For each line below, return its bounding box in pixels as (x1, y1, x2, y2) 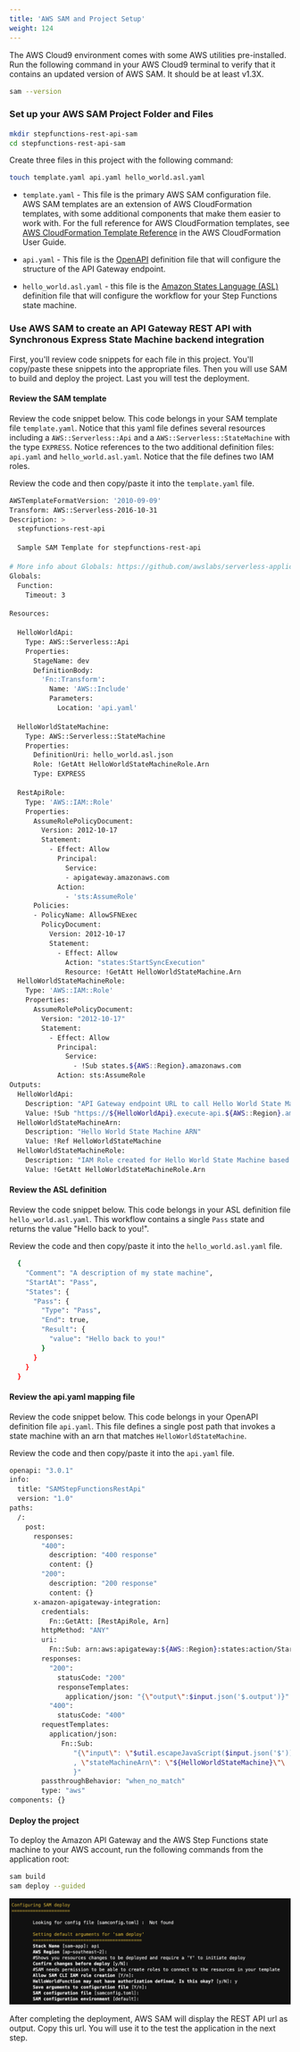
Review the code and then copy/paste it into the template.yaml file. (9, 478, 254, 489)
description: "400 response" (48, 1551, 158, 1560)
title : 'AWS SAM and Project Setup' (9, 14, 146, 23)
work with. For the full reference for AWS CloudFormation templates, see (21, 218, 290, 229)
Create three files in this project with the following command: (9, 155, 234, 165)
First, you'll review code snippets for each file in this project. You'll (9, 354, 254, 364)
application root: (9, 1854, 70, 1864)
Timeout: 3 (25, 590, 66, 599)
